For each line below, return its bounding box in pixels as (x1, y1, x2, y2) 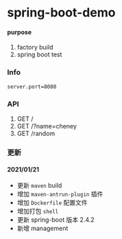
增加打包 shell (16, 207, 59, 216)
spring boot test (16, 50, 62, 59)
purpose (7, 27, 32, 36)
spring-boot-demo (7, 5, 116, 21)
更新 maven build (16, 181, 62, 190)
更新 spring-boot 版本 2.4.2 (16, 216, 95, 224)
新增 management (16, 225, 69, 233)
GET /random (16, 129, 56, 137)
